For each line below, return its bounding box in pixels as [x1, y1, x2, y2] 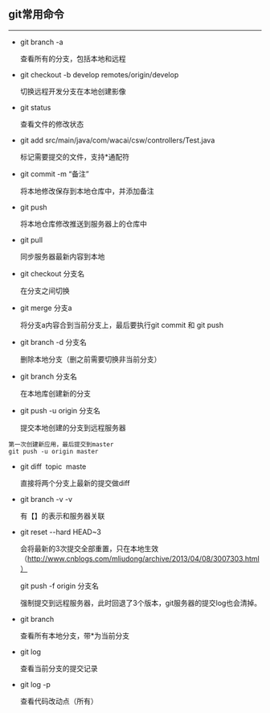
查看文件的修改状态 [19, 119, 84, 129]
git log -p [19, 679, 51, 689]
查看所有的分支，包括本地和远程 [19, 53, 126, 63]
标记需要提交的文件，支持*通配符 [19, 151, 130, 161]
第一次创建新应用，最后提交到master [8, 440, 114, 449]
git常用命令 [8, 7, 64, 22]
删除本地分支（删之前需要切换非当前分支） [19, 354, 162, 364]
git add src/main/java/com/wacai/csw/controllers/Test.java [19, 135, 215, 145]
